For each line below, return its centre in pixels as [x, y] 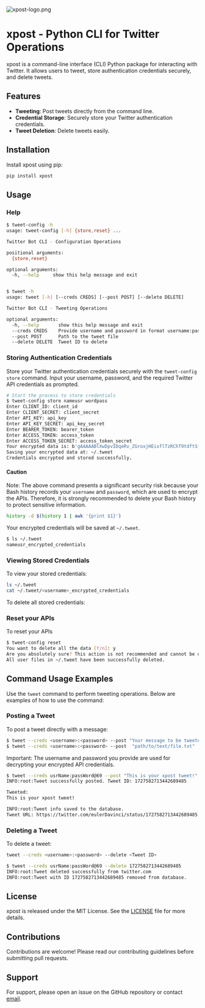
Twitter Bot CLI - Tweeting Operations [57, 308]
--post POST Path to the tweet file [65, 337]
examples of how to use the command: [55, 700]
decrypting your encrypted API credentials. [60, 764]
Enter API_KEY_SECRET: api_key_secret [56, 424]
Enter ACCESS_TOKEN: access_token [50, 435]
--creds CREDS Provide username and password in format [88, 330]
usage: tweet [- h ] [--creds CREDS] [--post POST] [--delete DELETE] [95, 297]
